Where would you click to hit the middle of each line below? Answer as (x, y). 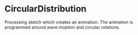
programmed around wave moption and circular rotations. (62, 27)
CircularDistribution (45, 9)
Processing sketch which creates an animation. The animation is (69, 22)
